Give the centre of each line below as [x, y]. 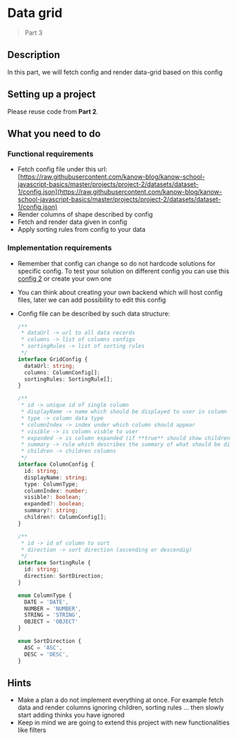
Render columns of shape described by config [85, 215]
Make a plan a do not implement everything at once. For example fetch [121, 700]
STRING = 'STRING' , [53, 615]
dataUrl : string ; [50, 366]
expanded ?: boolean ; [54, 504]
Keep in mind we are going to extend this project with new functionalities [123, 723]
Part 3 [34, 33]
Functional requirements [51, 154]
